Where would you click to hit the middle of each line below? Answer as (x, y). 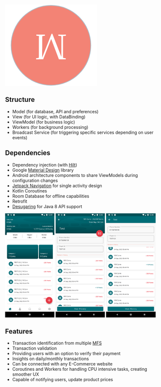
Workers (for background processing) (50, 127)
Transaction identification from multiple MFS (57, 343)
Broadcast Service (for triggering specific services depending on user (83, 132)
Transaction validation (34, 348)
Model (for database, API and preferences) (55, 111)
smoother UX (25, 374)
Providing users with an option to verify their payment (66, 353)
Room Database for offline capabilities (51, 196)
